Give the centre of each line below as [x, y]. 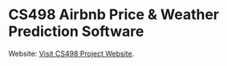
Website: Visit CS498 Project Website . [71, 53]
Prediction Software [76, 31]
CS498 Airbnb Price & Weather [113, 15]
